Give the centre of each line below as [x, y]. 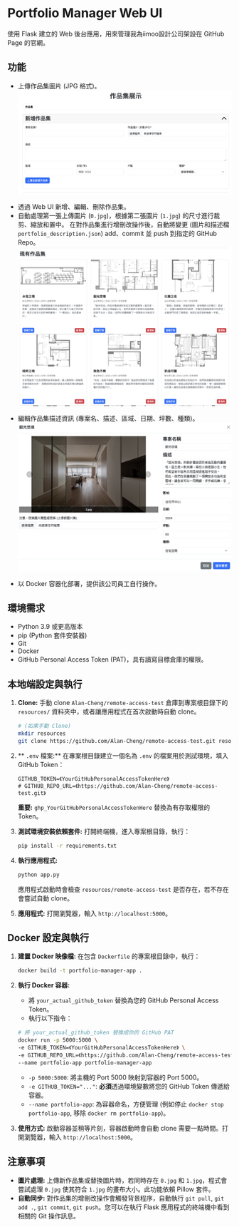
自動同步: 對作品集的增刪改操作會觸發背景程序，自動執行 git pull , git [121, 1198]
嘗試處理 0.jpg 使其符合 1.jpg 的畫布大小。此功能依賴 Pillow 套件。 [116, 1189]
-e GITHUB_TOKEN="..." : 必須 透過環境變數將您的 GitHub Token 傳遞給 [129, 1086]
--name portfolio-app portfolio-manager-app [85, 1063]
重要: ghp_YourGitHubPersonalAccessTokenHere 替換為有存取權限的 [114, 807]
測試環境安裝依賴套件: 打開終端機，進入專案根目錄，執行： [104, 831]
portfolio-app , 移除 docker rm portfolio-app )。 [99, 1113]
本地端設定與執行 [45, 684]
